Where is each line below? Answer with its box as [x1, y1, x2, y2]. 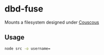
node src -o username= [4, 46, 51, 51]
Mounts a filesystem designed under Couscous [4, 19, 99, 25]
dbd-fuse [4, 3, 43, 14]
